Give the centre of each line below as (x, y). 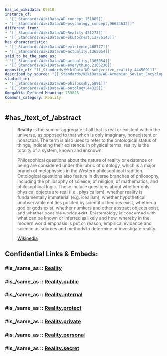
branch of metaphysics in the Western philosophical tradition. (80, 171)
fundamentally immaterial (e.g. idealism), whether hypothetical (81, 197)
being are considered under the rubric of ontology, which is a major (86, 166)
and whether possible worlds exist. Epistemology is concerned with (86, 213)
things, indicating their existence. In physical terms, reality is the (83, 145)
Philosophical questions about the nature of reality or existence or (85, 160)
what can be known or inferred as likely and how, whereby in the (83, 218)
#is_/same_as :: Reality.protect (43, 308)
